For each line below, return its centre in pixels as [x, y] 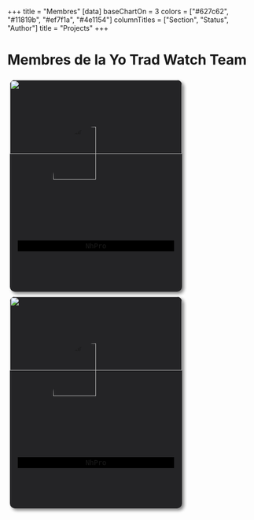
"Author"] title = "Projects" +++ [58, 28]
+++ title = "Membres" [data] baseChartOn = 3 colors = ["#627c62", [118, 11]
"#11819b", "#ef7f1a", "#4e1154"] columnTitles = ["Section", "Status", [118, 20]
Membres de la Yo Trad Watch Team [127, 60]
